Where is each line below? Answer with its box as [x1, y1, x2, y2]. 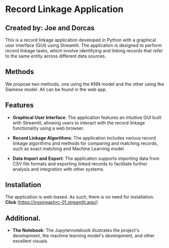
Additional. [5, 214, 41, 222]
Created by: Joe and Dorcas [5, 24, 95, 32]
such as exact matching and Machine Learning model [12, 145, 124, 152]
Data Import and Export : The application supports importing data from [12, 155, 160, 161]
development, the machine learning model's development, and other [12, 233, 155, 239]
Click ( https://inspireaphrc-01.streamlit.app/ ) [5, 199, 98, 205]
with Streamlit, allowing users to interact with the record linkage [12, 119, 145, 126]
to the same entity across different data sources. [5, 53, 106, 59]
